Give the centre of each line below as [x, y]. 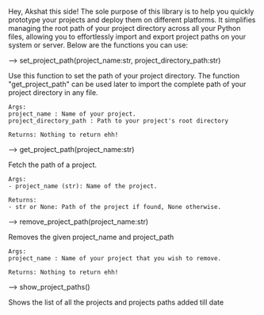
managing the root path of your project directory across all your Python [124, 28]
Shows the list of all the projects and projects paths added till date [116, 302]
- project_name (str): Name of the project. [83, 186]
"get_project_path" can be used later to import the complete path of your [127, 84]
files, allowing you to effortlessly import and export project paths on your [127, 36]
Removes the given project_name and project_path [91, 237]
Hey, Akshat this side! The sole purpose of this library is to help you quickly [131, 11]
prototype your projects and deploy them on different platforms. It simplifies [132, 20]
